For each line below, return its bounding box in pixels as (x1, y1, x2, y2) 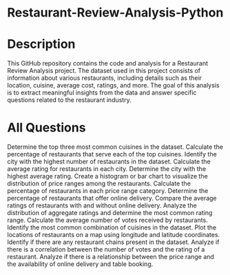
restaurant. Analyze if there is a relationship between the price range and (7, 253, 215, 261)
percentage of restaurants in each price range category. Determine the (7, 187, 209, 195)
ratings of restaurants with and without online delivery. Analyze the (7, 201, 198, 210)
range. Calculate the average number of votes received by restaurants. (7, 216, 208, 225)
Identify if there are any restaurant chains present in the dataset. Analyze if (7, 238, 220, 246)
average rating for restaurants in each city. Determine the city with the (7, 165, 207, 173)
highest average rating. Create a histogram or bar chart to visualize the (7, 172, 208, 181)
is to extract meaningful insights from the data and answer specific (7, 88, 197, 97)
